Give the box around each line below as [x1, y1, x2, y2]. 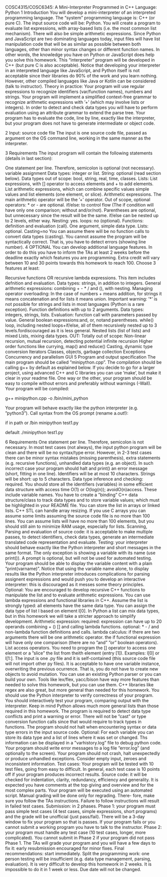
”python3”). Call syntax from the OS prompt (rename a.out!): [5, 410, 128, 416]
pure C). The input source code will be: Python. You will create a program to [5, 20, 161, 26]
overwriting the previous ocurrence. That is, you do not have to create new [5, 666, 159, 672]
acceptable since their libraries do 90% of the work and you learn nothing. [5, 73, 158, 78]
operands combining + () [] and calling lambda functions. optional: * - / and [5, 624, 159, 630]
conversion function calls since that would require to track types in [5, 719, 142, 725]
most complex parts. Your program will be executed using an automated [5, 787, 153, 793]
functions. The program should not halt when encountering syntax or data [5, 724, 157, 730]
